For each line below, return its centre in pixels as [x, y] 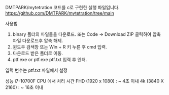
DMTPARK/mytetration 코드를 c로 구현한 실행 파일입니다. [62, 7]
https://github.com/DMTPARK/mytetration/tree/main [60, 13]
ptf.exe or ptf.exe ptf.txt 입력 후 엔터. [50, 59]
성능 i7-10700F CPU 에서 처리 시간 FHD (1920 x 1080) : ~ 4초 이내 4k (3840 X [84, 81]
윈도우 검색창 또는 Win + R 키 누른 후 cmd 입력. [60, 47]
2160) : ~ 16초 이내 [24, 87]
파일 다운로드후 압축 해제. [38, 40]
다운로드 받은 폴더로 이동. [38, 53]
